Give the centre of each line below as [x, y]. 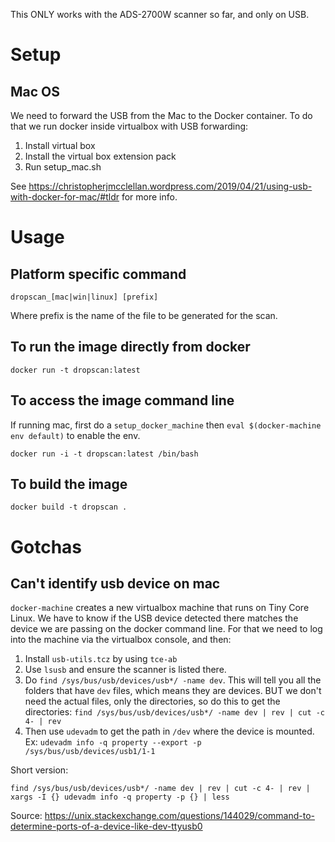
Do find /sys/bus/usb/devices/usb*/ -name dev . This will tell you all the [173, 680]
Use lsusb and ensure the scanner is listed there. [125, 670]
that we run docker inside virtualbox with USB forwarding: [129, 126]
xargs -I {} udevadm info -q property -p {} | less [120, 797]
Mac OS [35, 91]
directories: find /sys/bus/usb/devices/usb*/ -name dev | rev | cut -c [175, 712]
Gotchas [46, 546]
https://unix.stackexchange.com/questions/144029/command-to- [179, 816]
